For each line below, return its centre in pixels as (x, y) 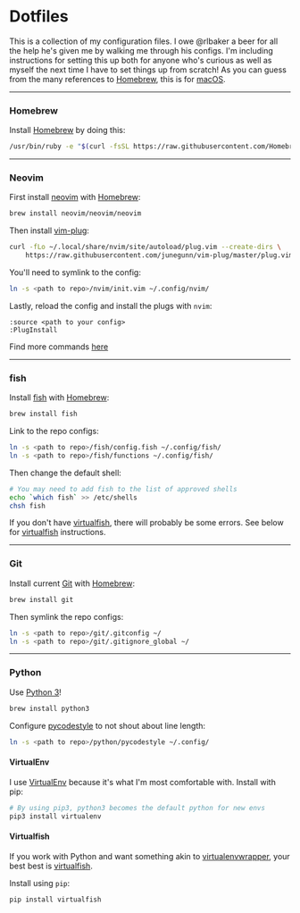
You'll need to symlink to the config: (75, 272)
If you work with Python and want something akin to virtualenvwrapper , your (150, 856)
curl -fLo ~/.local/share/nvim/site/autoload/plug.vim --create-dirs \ (145, 247)
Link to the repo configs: (54, 431)
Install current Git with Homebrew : (72, 583)
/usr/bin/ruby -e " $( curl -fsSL (69, 147)
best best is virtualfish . (51, 866)
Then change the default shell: (66, 473)
